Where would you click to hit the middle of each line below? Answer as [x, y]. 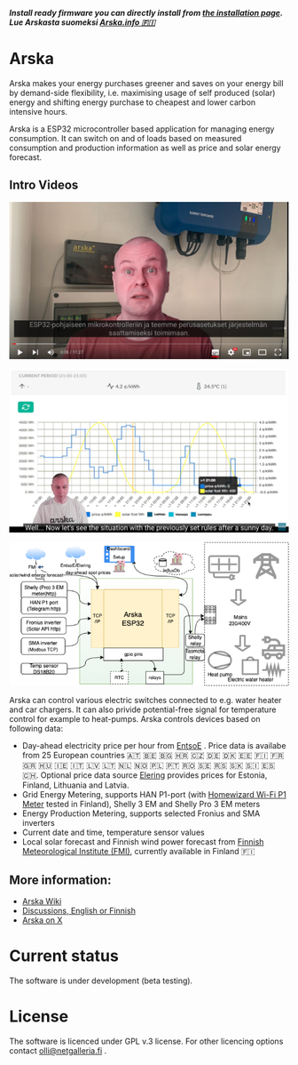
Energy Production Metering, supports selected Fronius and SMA [141, 813]
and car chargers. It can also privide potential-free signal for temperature [143, 709]
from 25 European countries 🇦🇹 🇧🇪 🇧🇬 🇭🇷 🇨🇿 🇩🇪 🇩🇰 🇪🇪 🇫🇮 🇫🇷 [153, 756]
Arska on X [42, 920]
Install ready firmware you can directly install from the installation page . [146, 13]
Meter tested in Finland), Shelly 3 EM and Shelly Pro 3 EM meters [141, 805]
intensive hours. [39, 111]
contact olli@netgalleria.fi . [58, 1051]
